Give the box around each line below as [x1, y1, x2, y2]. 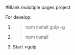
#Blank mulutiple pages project [5, 5, 71, 10]
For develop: [5, 14, 32, 20]
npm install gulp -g [25, 24, 65, 30]
